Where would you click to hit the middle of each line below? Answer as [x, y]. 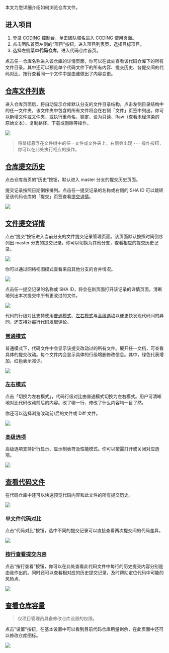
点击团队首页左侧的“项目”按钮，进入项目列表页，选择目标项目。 [78, 44]
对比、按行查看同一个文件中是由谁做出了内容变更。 [62, 73]
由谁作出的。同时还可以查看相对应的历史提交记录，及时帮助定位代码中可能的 [84, 573]
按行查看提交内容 [26, 554]
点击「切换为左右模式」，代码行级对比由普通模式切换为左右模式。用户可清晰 [83, 396]
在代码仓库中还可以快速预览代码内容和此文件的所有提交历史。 [69, 495]
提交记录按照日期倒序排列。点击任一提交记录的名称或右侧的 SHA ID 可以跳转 [84, 191]
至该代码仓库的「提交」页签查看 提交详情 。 [49, 197]
